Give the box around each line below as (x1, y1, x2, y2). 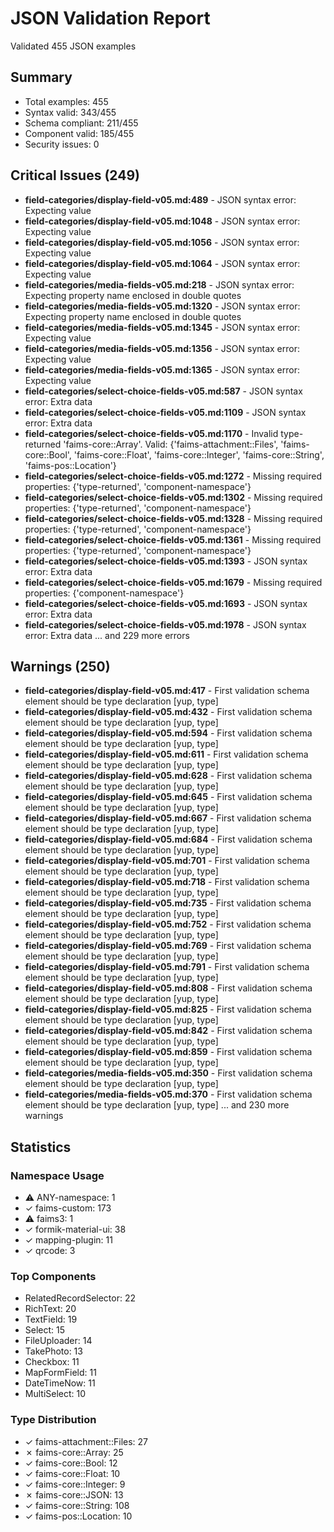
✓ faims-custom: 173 (24, 1202, 112, 1214)
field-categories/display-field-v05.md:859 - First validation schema (24, 1046, 313, 1058)
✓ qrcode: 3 (24, 1245, 76, 1257)
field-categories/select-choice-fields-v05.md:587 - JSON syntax (24, 385, 303, 397)
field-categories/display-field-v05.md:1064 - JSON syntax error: (24, 257, 301, 269)
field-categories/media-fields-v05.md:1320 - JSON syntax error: (24, 300, 301, 312)
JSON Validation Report (10, 7, 211, 30)
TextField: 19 (24, 1313, 78, 1326)
